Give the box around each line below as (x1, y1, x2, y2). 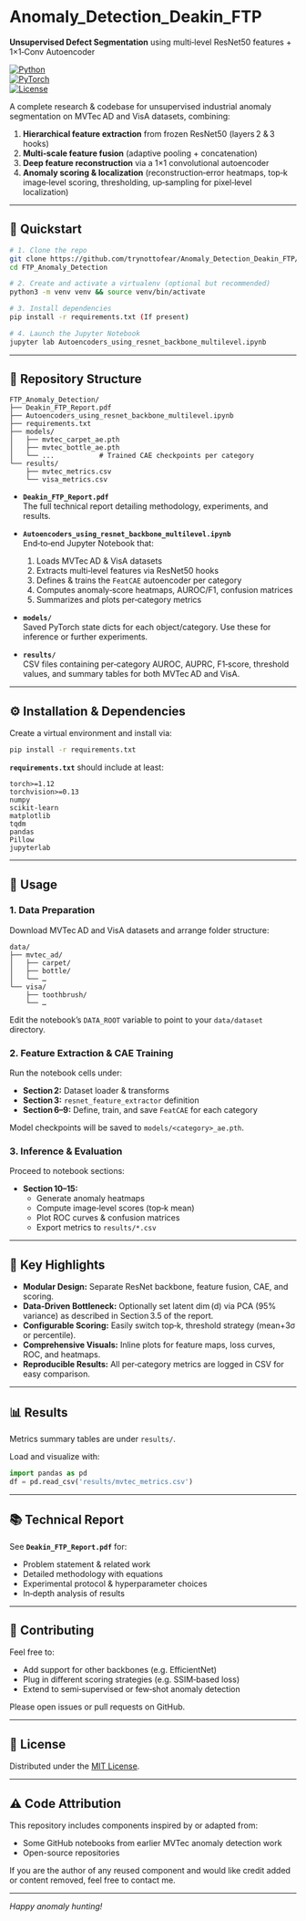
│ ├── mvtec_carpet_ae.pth (9, 435, 120, 444)
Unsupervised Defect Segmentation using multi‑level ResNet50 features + (9, 36, 292, 47)
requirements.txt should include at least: (9, 762, 164, 773)
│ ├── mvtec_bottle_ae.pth (9, 443, 120, 452)
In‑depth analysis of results (22, 1587, 126, 1598)
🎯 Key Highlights (9, 1257, 106, 1272)
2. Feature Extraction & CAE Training (9, 1046, 174, 1059)
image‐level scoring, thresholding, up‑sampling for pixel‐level (22, 176, 252, 188)
